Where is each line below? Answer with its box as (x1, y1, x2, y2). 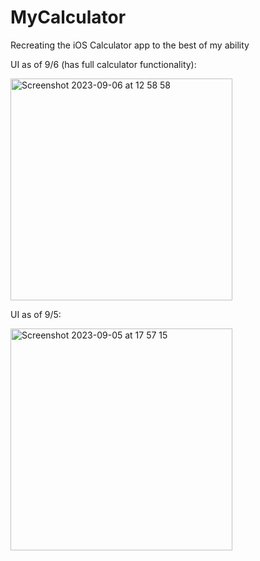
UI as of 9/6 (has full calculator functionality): (10, 58, 197, 70)
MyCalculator (10, 6, 127, 29)
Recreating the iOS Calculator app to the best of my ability (10, 39, 250, 51)
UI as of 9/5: (10, 308, 62, 320)
